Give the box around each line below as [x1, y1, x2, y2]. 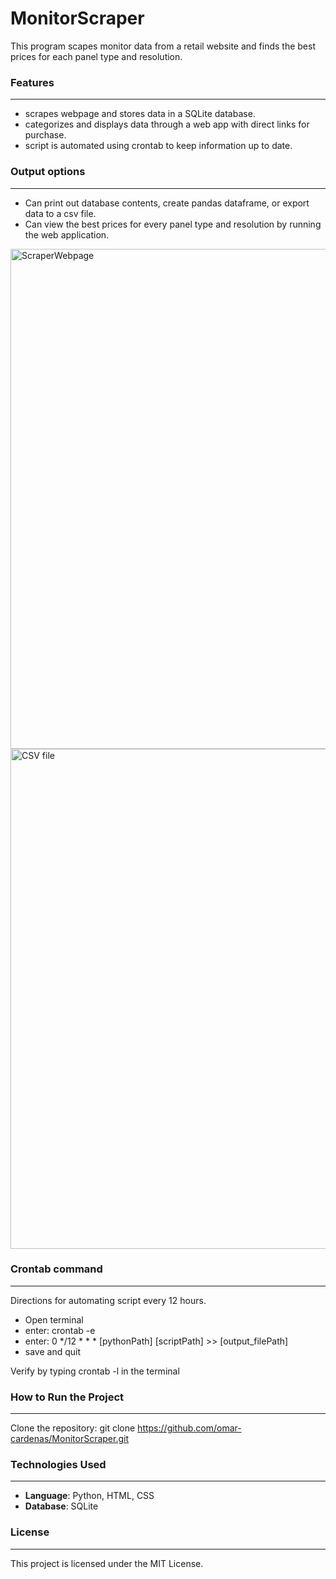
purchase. [24, 129, 67, 141]
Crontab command [10, 1262, 103, 1276]
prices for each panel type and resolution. [10, 50, 183, 62]
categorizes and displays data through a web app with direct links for [24, 118, 310, 131]
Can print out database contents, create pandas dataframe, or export [24, 197, 310, 209]
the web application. [24, 228, 110, 241]
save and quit [24, 1345, 82, 1357]
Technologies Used [10, 1458, 107, 1472]
